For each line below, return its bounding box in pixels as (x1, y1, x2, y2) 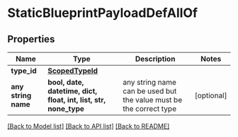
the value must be (123, 95, 183, 105)
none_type (47, 104, 85, 114)
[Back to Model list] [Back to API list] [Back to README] (7, 122, 170, 130)
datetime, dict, (47, 86, 98, 96)
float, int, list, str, (47, 95, 106, 105)
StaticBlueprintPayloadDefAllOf (7, 5, 198, 21)
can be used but (123, 86, 177, 96)
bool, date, (47, 78, 84, 87)
